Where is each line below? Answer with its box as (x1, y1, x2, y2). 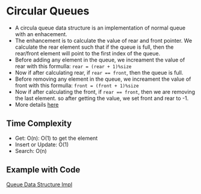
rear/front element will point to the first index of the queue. (14, 49, 161, 57)
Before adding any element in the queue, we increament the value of (14, 56, 185, 63)
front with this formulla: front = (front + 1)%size (14, 81, 140, 89)
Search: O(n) (14, 147, 47, 154)
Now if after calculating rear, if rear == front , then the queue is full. (14, 69, 184, 76)
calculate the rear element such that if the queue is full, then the (14, 43, 174, 51)
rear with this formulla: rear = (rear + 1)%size (14, 62, 132, 70)
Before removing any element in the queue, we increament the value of (14, 75, 191, 83)
